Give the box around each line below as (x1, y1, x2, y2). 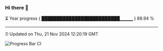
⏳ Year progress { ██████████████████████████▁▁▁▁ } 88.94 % (5, 15, 154, 21)
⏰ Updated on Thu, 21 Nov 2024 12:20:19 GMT (5, 31, 98, 37)
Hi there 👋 (5, 4, 29, 11)
